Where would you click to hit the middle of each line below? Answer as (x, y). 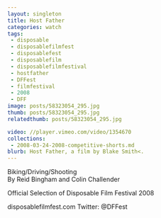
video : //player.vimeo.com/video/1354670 (70, 132)
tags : (15, 34)
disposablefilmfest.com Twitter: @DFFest (67, 207)
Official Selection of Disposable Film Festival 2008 (81, 193)
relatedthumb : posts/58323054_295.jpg (65, 119)
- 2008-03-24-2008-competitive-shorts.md (72, 145)
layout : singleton (34, 14)
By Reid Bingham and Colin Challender (64, 179)
